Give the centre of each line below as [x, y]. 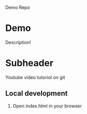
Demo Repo [18, 7]
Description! [18, 42]
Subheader [29, 63]
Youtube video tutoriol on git [35, 77]
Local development [37, 94]
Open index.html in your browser [47, 106]
